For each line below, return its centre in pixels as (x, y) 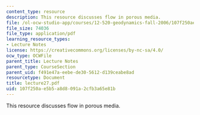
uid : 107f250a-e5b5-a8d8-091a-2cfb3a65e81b (61, 89)
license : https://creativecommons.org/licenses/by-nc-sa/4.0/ (85, 50)
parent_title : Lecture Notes (42, 61)
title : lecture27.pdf (33, 84)
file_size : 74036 (28, 28)
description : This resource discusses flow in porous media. (84, 17)
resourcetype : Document (36, 78)
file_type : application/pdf (41, 34)
